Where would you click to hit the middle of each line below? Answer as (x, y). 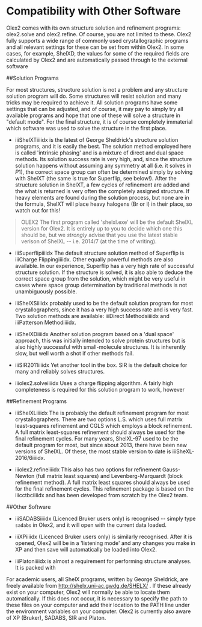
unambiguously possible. (46, 291)
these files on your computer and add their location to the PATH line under (98, 605)
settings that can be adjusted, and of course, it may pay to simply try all (95, 109)
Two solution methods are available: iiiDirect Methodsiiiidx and (92, 316)
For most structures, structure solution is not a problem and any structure (97, 89)
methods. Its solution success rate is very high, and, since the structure (103, 159)
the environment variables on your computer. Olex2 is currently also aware (99, 611)
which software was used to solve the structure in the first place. (87, 128)
